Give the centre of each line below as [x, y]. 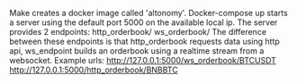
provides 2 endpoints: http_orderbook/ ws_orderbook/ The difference [138, 32]
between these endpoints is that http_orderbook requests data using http [145, 41]
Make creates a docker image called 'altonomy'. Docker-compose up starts [148, 13]
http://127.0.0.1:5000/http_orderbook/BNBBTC [94, 70]
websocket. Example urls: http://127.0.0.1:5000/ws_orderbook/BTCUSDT [143, 60]
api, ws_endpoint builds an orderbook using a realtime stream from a [137, 51]
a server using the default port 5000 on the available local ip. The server [144, 22]
